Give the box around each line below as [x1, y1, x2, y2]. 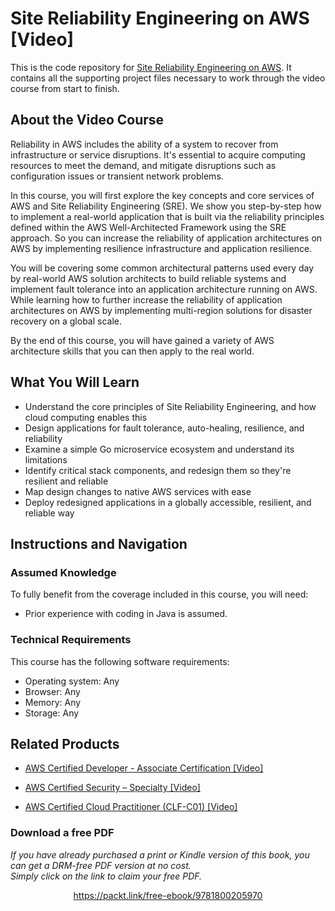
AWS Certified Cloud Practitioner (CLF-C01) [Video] [24, 801, 238, 813]
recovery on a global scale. [10, 315, 123, 327]
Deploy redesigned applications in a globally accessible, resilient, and [24, 496, 312, 508]
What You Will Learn [10, 374, 140, 391]
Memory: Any [24, 696, 82, 708]
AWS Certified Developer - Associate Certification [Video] [24, 762, 264, 774]
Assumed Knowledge [10, 565, 117, 579]
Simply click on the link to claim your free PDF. [10, 870, 203, 882]
